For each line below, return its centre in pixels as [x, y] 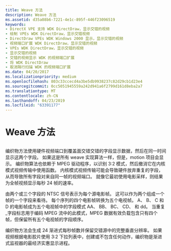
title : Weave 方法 [24, 10]
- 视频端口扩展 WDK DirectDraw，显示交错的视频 [52, 44]
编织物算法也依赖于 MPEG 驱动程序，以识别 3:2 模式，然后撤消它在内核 [90, 163]
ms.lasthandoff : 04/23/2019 [35, 100]
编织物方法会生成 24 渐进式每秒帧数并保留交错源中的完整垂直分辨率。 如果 [84, 230]
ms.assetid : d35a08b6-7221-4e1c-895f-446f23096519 [60, 19]
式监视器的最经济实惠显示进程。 [39, 243]
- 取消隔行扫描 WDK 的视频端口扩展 [38, 67]
